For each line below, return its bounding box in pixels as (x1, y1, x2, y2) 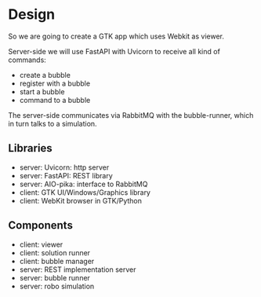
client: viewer (19, 240, 63, 249)
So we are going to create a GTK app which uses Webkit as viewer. (8, 31, 225, 41)
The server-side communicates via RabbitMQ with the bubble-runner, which (8, 110, 254, 119)
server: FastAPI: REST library (19, 170, 114, 180)
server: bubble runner (19, 273, 90, 282)
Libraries (8, 141, 53, 155)
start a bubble (19, 86, 65, 96)
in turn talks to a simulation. (8, 119, 97, 128)
